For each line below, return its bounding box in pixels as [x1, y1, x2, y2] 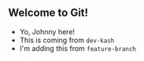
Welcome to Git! [8, 6, 89, 20]
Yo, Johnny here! [19, 27, 76, 36]
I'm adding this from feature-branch [19, 43, 136, 53]
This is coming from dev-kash [19, 35, 115, 45]
